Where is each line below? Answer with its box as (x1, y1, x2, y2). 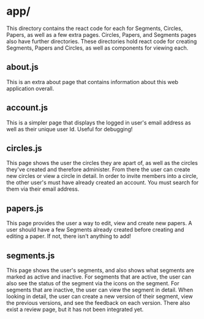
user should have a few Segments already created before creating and (6, 226, 184, 234)
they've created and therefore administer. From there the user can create (6, 166, 191, 173)
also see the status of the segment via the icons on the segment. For (6, 280, 179, 286)
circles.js (6, 143, 42, 153)
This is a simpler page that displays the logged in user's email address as (6, 118, 191, 126)
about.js (6, 62, 39, 72)
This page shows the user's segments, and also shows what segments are (6, 267, 195, 274)
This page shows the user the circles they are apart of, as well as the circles (6, 159, 198, 167)
